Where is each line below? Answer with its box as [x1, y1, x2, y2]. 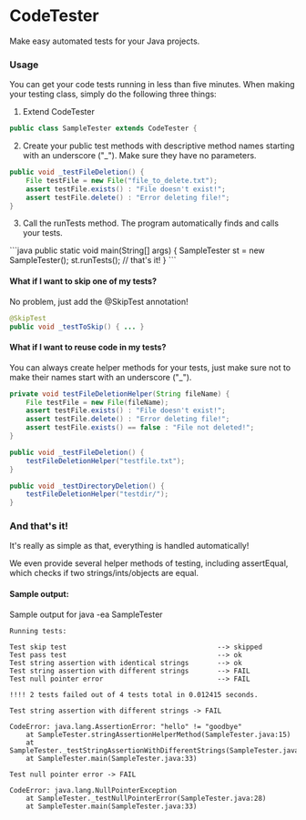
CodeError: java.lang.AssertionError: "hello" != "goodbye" [9, 722, 243, 731]
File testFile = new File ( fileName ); [25, 398, 169, 407]
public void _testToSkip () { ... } [9, 322, 145, 331]
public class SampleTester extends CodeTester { [9, 124, 198, 133]
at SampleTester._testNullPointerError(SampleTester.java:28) [25, 794, 267, 803]
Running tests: [9, 626, 67, 635]
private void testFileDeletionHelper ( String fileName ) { [9, 389, 230, 399]
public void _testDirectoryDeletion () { [9, 481, 166, 491]
